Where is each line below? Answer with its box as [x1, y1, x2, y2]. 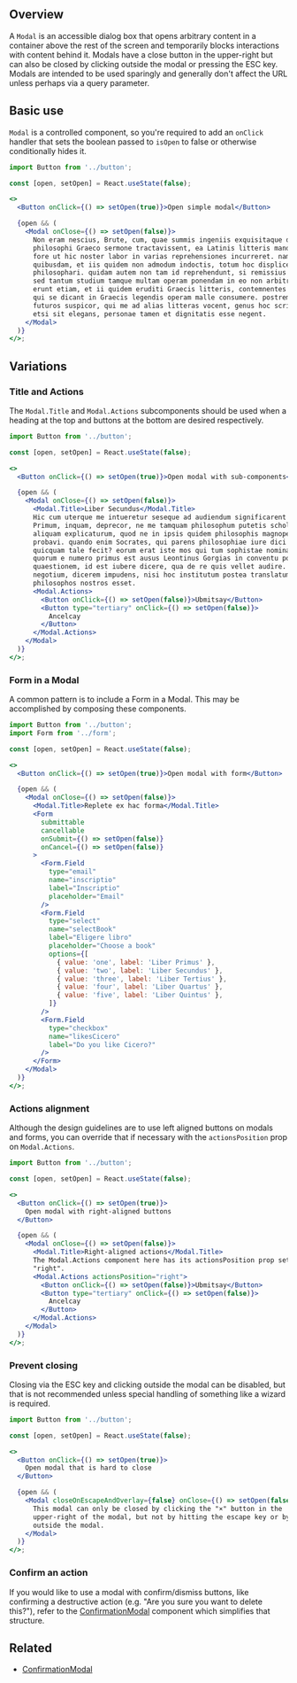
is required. [9, 1398, 50, 1408]
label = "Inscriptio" [48, 883, 121, 893]
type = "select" [48, 917, 101, 926]
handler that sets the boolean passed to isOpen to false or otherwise [9, 136, 257, 147]
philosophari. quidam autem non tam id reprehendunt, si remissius [32, 268, 287, 277]
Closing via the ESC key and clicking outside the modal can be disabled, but [9, 1379, 286, 1390]
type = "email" [48, 867, 97, 876]
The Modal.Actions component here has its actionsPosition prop [32, 1256, 275, 1265]
